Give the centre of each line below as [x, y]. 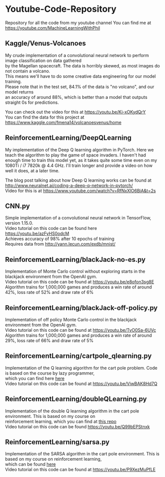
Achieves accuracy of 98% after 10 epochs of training [60, 239]
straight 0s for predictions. [32, 102]
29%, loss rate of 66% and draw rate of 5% [49, 340]
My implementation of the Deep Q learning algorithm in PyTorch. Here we [80, 150]
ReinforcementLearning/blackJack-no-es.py [75, 259]
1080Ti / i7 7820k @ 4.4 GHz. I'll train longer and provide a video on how [79, 165]
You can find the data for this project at [45, 117]
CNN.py [18, 206]
